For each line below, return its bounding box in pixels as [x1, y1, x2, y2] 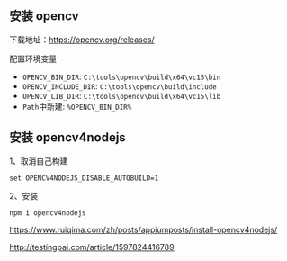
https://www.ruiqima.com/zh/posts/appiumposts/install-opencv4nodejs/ [9, 224, 278, 235]
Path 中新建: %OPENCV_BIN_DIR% [22, 101, 132, 112]
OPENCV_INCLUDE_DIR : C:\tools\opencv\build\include [22, 80, 218, 92]
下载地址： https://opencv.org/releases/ [9, 34, 155, 45]
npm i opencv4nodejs [9, 208, 87, 218]
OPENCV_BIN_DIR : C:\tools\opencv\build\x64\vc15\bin [22, 71, 221, 82]
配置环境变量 [9, 53, 57, 64]
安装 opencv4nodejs [9, 130, 126, 146]
